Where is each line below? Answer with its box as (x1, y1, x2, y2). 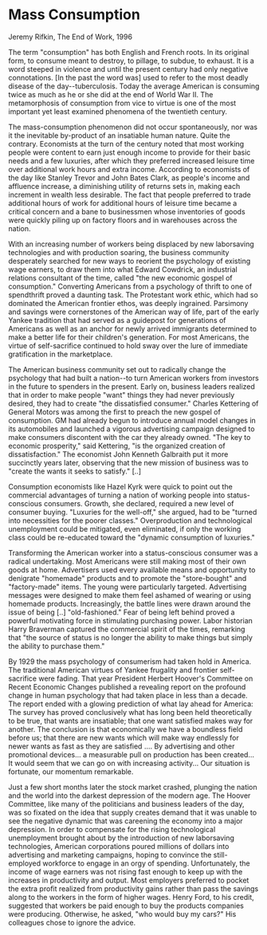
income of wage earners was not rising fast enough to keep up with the (8, 866, 243, 876)
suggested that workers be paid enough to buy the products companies (8, 901, 245, 910)
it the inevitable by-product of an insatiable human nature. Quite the (8, 130, 231, 140)
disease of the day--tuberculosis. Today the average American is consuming (8, 81, 260, 91)
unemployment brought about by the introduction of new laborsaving (8, 833, 235, 843)
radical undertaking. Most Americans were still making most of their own (8, 556, 247, 566)
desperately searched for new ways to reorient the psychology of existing (8, 256, 251, 265)
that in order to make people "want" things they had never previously (8, 390, 235, 399)
